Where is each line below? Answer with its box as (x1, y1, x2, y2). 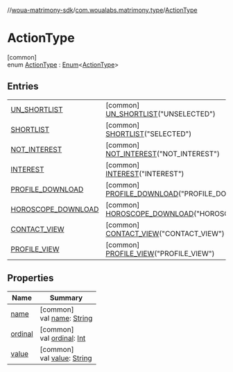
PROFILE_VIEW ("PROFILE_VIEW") (105, 248, 215, 258)
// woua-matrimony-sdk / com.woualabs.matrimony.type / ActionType (7, 6, 198, 14)
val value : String (40, 353, 92, 363)
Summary (49, 293, 83, 303)
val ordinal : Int (40, 333, 86, 343)
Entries (7, 81, 40, 92)
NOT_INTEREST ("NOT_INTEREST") (105, 149, 220, 158)
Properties (7, 272, 54, 284)
